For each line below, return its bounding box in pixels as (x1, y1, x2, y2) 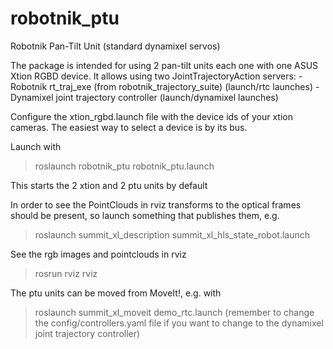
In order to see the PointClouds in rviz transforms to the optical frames (10, 198, 302, 211)
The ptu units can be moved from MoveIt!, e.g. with (10, 287, 222, 299)
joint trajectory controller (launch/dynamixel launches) (55, 91, 279, 103)
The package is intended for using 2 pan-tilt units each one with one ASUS (10, 59, 319, 71)
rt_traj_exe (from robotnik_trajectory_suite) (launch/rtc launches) (49, 80, 313, 92)
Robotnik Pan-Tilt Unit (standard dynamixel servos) (10, 40, 221, 52)
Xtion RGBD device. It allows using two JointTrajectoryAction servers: (10, 70, 297, 82)
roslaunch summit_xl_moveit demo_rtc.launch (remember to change (34, 306, 315, 318)
